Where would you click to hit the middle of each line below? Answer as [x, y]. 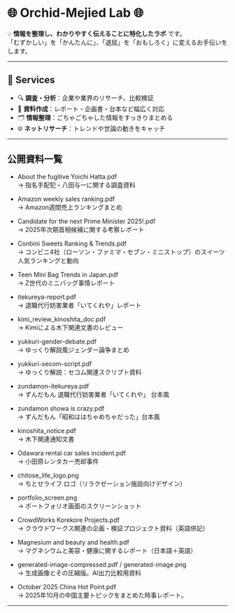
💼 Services [31, 80]
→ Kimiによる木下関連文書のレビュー [70, 327]
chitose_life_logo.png [48, 475]
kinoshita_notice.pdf [47, 430]
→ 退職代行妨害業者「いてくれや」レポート [79, 305]
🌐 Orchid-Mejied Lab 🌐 [76, 13]
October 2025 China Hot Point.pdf [67, 586]
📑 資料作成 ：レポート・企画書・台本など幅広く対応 [91, 108]
